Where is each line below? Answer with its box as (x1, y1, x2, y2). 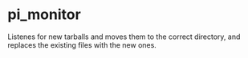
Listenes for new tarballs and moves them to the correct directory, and (7, 32, 241, 41)
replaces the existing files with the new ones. (7, 40, 157, 49)
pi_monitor (7, 6, 81, 24)
